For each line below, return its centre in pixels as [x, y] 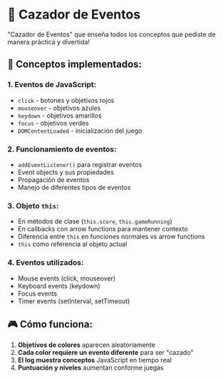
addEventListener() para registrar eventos [80, 164]
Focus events [37, 293]
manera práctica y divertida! [49, 41]
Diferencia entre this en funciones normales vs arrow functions [111, 237]
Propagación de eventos [53, 180]
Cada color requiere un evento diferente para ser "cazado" [105, 353]
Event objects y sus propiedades [66, 172]
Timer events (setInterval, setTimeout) [74, 301]
